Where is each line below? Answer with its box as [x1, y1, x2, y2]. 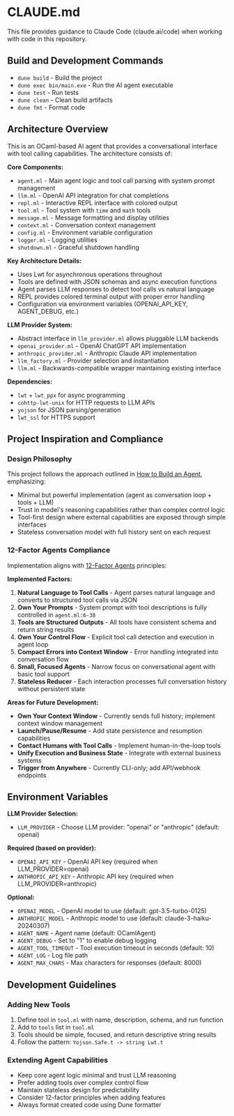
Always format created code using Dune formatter [17, 1101, 162, 1109]
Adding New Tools [7, 1000, 71, 1009]
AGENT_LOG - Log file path [17, 951, 88, 960]
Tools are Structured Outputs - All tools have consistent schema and [17, 618, 217, 626]
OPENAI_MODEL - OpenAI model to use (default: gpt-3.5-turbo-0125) [17, 907, 208, 915]
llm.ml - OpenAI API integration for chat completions [17, 191, 169, 199]
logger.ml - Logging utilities [17, 235, 97, 244]
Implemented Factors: [7, 575, 73, 583]
